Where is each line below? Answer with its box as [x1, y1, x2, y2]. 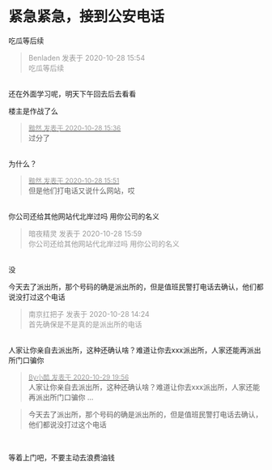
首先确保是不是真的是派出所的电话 [28, 319, 142, 329]
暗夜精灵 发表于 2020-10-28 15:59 [28, 229, 142, 238]
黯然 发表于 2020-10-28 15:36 [28, 123, 121, 132]
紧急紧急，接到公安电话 [8, 7, 165, 26]
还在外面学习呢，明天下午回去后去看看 [8, 88, 136, 98]
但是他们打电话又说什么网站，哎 [28, 186, 135, 195]
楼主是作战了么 [8, 106, 58, 116]
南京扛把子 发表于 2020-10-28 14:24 [28, 309, 150, 318]
